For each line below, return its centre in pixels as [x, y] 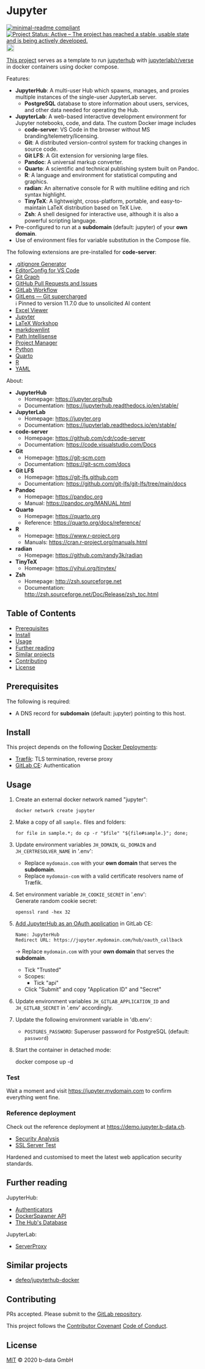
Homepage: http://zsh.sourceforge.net [73, 581]
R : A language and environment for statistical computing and [101, 175]
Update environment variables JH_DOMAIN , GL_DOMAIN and [86, 845]
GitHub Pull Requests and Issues [56, 283]
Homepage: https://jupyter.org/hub [68, 399]
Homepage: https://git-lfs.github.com [71, 477]
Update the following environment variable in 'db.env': [84, 1020]
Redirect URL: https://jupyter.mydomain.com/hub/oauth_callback [99, 940]
